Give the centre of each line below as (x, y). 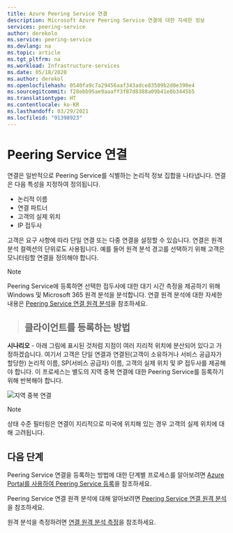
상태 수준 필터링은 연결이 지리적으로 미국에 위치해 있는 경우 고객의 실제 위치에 (112, 424)
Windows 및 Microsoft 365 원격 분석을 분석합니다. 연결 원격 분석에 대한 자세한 (115, 294)
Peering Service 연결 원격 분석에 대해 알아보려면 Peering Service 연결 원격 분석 (117, 499)
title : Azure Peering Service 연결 (58, 14)
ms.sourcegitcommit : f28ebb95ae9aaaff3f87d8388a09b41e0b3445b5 (101, 92)
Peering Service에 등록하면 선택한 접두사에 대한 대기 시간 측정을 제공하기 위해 (114, 286)
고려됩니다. (30, 433)
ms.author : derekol (36, 79)
